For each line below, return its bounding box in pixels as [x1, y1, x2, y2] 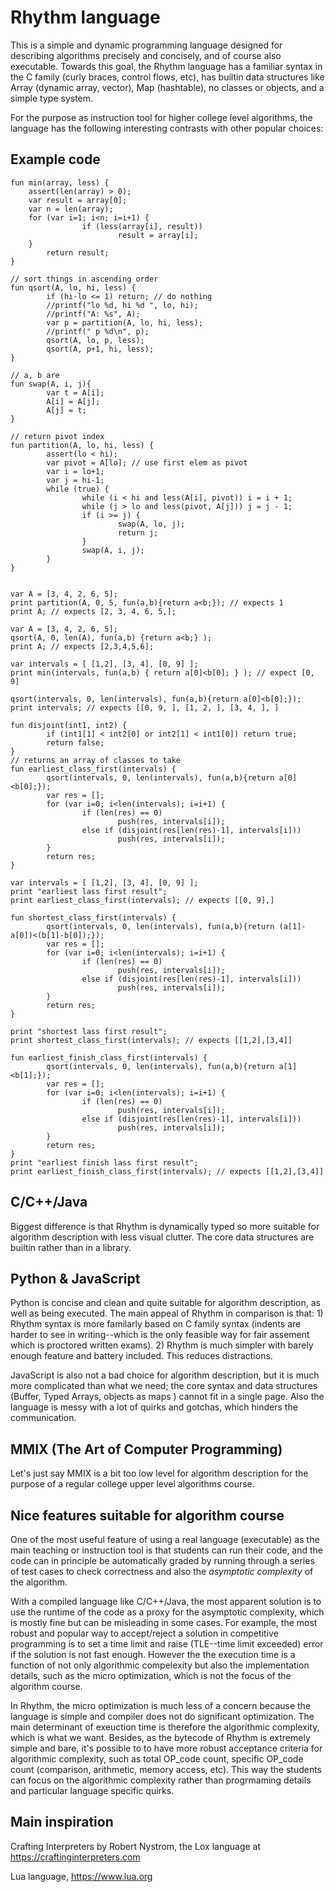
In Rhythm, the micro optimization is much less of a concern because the [10, 1700, 312, 1711]
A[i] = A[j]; [46, 396, 101, 406]
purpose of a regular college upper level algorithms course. [10, 1478, 255, 1490]
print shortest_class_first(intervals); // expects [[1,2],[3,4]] [10, 1035, 293, 1045]
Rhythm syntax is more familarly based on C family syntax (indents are [10, 1318, 302, 1330]
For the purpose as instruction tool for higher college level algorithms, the [10, 111, 313, 123]
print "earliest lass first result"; [10, 886, 168, 896]
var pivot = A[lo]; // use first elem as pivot [46, 457, 248, 468]
